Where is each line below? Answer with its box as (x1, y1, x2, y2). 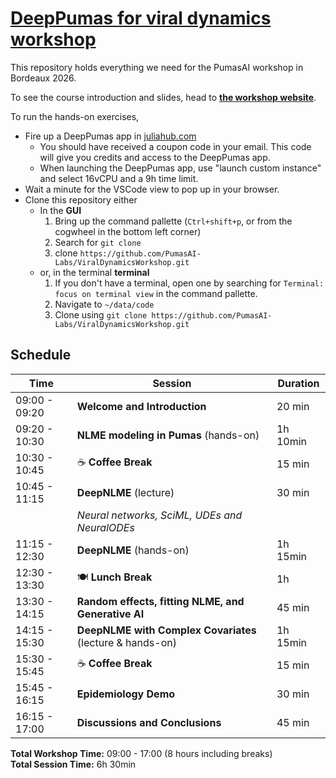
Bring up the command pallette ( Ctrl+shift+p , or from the (54, 215, 293, 227)
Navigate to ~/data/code (54, 298, 155, 310)
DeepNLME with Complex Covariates (76, 623, 257, 637)
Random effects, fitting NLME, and (76, 594, 245, 608)
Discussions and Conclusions (76, 715, 222, 729)
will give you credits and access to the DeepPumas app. (39, 151, 271, 163)
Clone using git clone (54, 308, 148, 321)
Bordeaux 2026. (10, 72, 77, 84)
